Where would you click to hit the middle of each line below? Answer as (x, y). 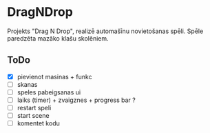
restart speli (34, 108)
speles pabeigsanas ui (49, 92)
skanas (27, 84)
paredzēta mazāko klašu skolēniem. (58, 38)
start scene (33, 116)
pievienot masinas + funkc (54, 76)
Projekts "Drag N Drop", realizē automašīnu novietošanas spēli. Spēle (105, 31)
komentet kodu (38, 123)
